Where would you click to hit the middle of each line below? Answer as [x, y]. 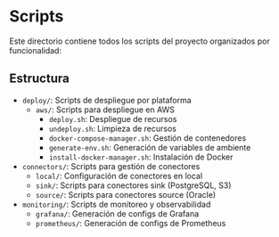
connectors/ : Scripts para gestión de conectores [111, 166]
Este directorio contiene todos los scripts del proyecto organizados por [139, 41]
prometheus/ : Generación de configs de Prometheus [131, 223]
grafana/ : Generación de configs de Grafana [117, 213]
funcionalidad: [36, 50]
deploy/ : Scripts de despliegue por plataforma [107, 100]
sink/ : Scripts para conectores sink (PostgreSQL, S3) [133, 185]
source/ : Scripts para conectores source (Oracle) [126, 194]
